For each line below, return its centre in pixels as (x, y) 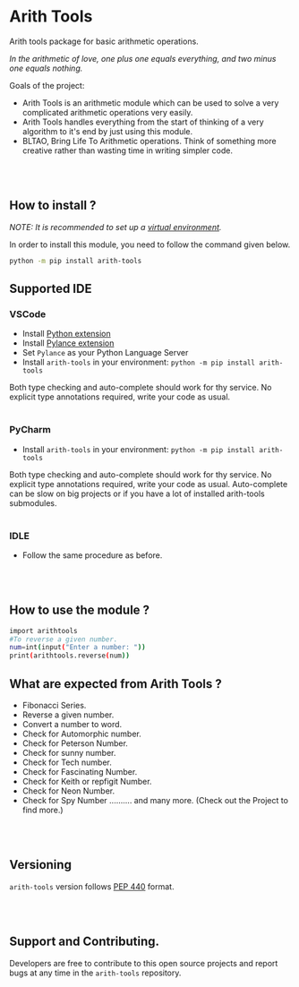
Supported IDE (51, 289)
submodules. (33, 502)
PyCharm (30, 430)
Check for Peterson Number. (75, 743)
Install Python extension (67, 334)
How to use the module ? (80, 610)
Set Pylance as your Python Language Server (105, 353)
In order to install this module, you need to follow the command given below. (150, 245)
